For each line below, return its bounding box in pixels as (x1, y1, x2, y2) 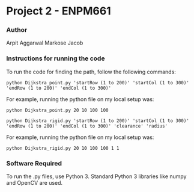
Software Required (6, 159, 62, 167)
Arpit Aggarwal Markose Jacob (6, 39, 83, 46)
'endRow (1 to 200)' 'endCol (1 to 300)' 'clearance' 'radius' (6, 123, 168, 129)
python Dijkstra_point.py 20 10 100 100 (6, 107, 109, 113)
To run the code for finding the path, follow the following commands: (6, 68, 176, 75)
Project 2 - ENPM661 (6, 4, 111, 18)
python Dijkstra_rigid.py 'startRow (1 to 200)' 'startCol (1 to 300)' (6, 117, 189, 124)
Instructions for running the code (6, 54, 105, 63)
